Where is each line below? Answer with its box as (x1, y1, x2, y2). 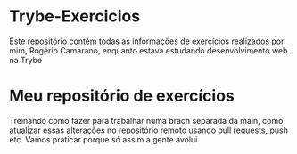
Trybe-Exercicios (9, 6, 141, 27)
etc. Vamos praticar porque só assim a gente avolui (9, 134, 198, 144)
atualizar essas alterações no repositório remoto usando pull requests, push (9, 125, 288, 135)
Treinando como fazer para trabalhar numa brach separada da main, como (9, 115, 284, 126)
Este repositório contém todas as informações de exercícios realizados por (9, 36, 285, 46)
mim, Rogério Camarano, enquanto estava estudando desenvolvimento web (9, 45, 288, 55)
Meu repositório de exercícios (9, 86, 235, 106)
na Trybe (9, 54, 43, 65)
